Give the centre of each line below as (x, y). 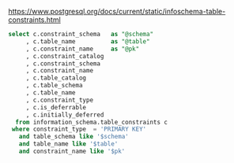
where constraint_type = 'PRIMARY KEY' (79, 129)
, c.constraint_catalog (65, 56)
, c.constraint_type (59, 100)
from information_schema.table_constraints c (92, 122)
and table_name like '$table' (68, 144)
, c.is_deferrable (56, 107)
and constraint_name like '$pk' (72, 151)
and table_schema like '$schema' (74, 137)
